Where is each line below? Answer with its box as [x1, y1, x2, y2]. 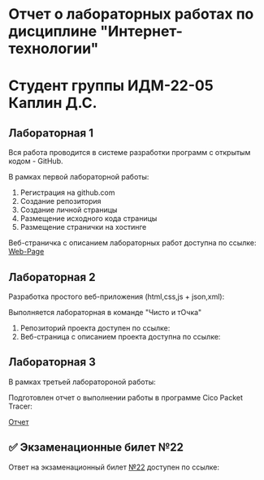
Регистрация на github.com [19, 188, 115, 197]
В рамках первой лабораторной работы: [8, 172, 149, 182]
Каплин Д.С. [8, 94, 97, 112]
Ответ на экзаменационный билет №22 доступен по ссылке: [8, 462, 220, 472]
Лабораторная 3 [8, 355, 96, 370]
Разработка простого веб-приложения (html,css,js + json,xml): [8, 292, 225, 301]
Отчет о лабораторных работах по [8, 5, 254, 24]
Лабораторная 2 [8, 270, 96, 284]
